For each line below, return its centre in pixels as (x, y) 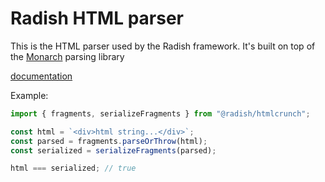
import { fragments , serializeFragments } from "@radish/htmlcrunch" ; (160, 113)
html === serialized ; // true (73, 168)
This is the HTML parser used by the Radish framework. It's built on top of (163, 46)
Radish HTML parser (97, 18)
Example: (29, 95)
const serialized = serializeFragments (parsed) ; (113, 150)
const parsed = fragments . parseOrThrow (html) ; (109, 141)
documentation (41, 76)
